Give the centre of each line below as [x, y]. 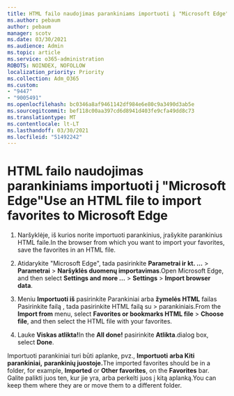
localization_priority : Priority [56, 72]
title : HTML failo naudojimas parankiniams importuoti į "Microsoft [109, 14]
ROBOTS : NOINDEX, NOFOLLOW [46, 66]
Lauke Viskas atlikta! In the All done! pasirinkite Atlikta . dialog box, [113, 335]
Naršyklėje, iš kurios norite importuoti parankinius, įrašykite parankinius [120, 235]
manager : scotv [29, 33]
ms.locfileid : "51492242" [45, 137]
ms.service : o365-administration [56, 59]
